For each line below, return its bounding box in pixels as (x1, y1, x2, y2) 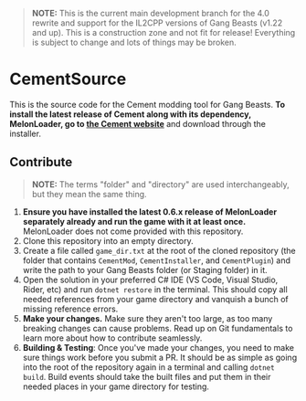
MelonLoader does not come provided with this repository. (22, 226, 244, 237)
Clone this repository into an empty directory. (22, 235, 194, 246)
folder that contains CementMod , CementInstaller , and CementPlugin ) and (22, 255, 290, 266)
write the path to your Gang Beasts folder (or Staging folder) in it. (22, 264, 268, 275)
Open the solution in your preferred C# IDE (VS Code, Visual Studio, (22, 274, 279, 285)
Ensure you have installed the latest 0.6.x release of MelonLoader (22, 206, 277, 217)
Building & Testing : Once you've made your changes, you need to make (22, 342, 295, 353)
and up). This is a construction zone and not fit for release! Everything (31, 27, 296, 37)
